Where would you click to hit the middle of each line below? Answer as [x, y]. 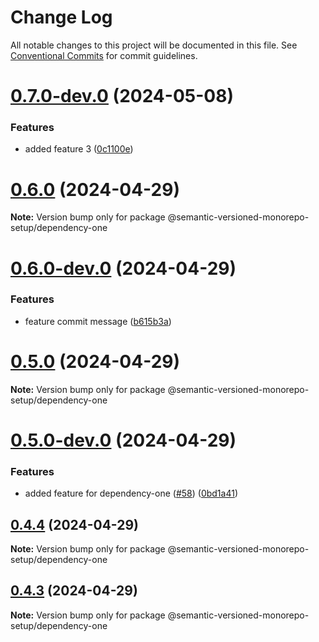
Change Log [61, 17]
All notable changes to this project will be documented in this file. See [154, 45]
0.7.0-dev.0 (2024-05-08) [122, 96]
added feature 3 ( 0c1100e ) [79, 149]
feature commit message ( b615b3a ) [98, 321]
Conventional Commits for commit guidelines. [104, 55]
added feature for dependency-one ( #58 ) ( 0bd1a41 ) [131, 493]
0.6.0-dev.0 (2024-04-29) [123, 268]
